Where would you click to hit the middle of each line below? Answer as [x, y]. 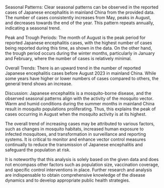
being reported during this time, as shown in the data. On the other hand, [79, 48]
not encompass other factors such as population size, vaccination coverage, [82, 165]
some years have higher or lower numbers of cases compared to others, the [82, 78]
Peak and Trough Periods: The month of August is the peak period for [75, 37]
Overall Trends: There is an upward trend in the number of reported [73, 68]
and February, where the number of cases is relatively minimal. [69, 58]
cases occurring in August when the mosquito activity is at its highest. [76, 114]
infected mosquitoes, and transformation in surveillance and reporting [75, 134]
